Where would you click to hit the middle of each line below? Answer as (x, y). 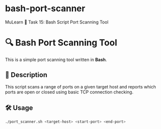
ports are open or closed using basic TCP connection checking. (69, 92)
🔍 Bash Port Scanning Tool (61, 43)
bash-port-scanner (45, 9)
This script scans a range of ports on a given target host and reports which (81, 86)
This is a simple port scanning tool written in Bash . (56, 60)
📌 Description (26, 75)
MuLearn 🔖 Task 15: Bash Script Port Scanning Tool (57, 22)
